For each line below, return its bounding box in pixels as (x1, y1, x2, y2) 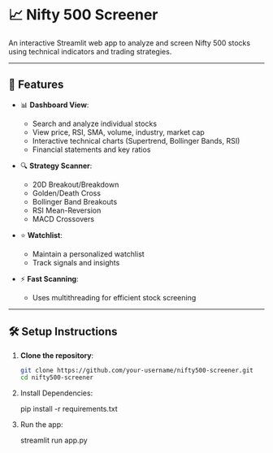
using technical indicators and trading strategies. (8, 46, 172, 56)
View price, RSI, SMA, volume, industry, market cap (32, 127, 205, 137)
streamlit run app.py (19, 435, 88, 446)
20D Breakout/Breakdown (32, 179, 119, 189)
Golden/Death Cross (32, 188, 102, 198)
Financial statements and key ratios (32, 145, 151, 154)
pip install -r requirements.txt (19, 404, 118, 414)
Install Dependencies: (19, 388, 93, 398)
